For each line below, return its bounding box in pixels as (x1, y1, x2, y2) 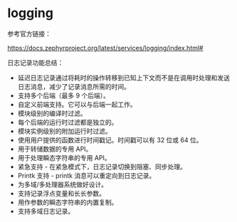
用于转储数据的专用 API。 (17, 144, 93, 153)
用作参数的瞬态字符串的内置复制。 (17, 198, 118, 206)
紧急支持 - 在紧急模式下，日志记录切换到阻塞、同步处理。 (17, 162, 187, 171)
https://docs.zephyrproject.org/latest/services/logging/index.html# (7, 43, 204, 52)
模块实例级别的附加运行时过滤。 (17, 127, 112, 135)
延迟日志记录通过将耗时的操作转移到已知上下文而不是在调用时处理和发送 (17, 73, 230, 82)
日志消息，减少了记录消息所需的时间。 (17, 82, 130, 90)
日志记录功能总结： (7, 58, 64, 67)
